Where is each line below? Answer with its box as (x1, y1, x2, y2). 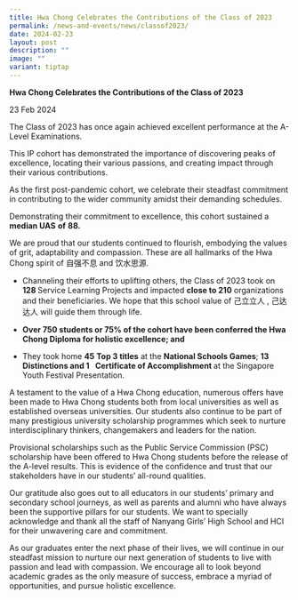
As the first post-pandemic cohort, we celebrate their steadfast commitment (9, 184, 289, 195)
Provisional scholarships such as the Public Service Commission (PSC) (9, 442, 269, 452)
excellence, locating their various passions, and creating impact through (9, 157, 274, 168)
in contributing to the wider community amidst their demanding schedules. (9, 193, 283, 204)
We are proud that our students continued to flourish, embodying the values (9, 237, 287, 248)
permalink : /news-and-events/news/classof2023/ (9, 21, 189, 30)
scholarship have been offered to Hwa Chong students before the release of (9, 451, 289, 462)
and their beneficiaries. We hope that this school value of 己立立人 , (21, 295, 270, 306)
